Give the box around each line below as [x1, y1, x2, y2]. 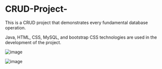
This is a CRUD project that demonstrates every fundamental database [5, 20, 148, 25]
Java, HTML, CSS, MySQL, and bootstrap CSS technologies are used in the [5, 34, 157, 40]
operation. [5, 24, 26, 30]
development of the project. [5, 39, 61, 45]
